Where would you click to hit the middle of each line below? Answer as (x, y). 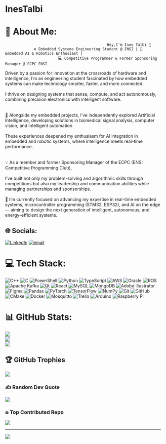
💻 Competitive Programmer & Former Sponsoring (107, 59)
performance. (19, 147)
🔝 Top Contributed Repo (35, 412)
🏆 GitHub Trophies (35, 360)
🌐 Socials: (21, 231)
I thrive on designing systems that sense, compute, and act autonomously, (81, 94)
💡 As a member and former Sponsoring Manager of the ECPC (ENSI (74, 162)
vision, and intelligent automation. (40, 126)
